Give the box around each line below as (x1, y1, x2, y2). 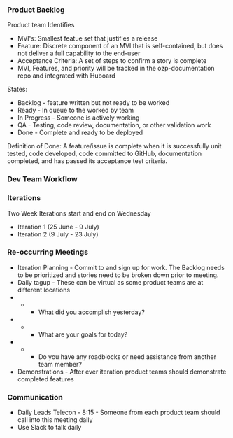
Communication (7, 392, 63, 402)
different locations (17, 285, 71, 294)
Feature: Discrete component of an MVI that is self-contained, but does (17, 42, 223, 50)
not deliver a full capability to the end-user (17, 49, 141, 57)
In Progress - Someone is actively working (17, 113, 140, 122)
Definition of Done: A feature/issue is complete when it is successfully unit (7, 142, 222, 150)
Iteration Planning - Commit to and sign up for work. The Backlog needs (17, 263, 225, 271)
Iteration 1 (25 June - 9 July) (17, 222, 99, 231)
